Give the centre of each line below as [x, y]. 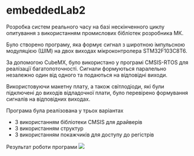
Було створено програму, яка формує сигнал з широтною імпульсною [96, 44]
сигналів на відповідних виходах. [48, 99]
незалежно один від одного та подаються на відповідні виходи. [87, 75]
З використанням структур [49, 128]
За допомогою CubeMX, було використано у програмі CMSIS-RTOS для [97, 62]
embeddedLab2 [46, 10]
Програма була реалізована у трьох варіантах [65, 110]
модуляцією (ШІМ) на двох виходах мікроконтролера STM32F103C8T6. [97, 50]
